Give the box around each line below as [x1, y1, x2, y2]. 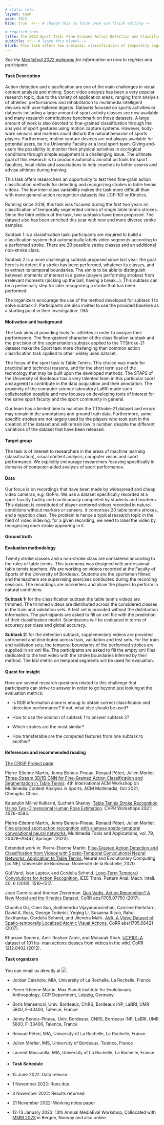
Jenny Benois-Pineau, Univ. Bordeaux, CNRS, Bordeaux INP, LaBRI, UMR [12, 1016, 159, 1021]
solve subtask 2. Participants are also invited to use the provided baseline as [5, 302, 159, 308]
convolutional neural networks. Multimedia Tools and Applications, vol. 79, [5, 830, 155, 836]
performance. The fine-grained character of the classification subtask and [5, 335, 155, 341]
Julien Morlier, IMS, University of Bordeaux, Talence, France [12, 1040, 133, 1046]
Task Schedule [12, 1061, 43, 1066]
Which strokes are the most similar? [12, 723, 84, 729]
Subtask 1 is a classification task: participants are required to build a [5, 232, 142, 237]
